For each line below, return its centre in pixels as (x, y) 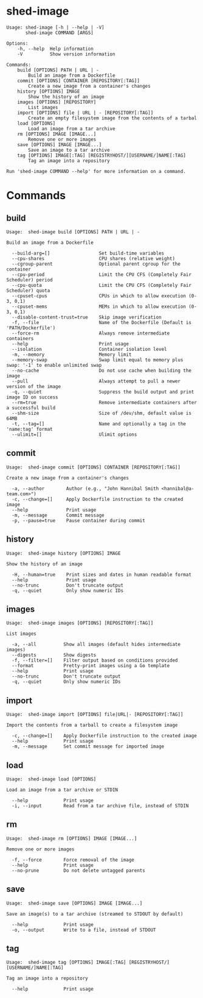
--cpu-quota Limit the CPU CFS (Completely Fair (101, 285)
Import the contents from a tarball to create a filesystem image (92, 725)
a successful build (31, 408)
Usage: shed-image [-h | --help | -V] (55, 27)
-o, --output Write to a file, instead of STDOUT (84, 930)
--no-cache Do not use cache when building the (101, 370)
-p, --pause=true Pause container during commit (79, 520)
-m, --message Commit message (58, 515)
